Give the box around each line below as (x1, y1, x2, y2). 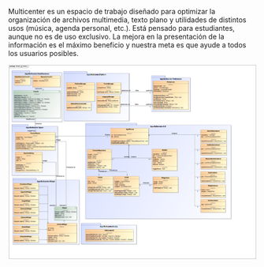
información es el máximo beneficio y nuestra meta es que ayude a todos (8, 40, 247, 50)
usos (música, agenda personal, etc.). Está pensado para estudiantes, (8, 24, 235, 32)
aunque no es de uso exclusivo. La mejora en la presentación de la (8, 32, 225, 41)
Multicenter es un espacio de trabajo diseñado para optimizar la (8, 7, 216, 16)
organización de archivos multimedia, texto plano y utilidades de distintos (8, 15, 247, 24)
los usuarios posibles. (8, 49, 79, 58)
